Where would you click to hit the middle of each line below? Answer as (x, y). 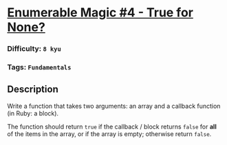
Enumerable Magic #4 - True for (100, 13)
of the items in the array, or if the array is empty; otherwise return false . (109, 134)
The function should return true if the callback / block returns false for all (112, 126)
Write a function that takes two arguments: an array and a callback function (114, 106)
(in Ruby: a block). (33, 113)
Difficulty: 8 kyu (34, 49)
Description (33, 90)
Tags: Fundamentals (39, 67)
